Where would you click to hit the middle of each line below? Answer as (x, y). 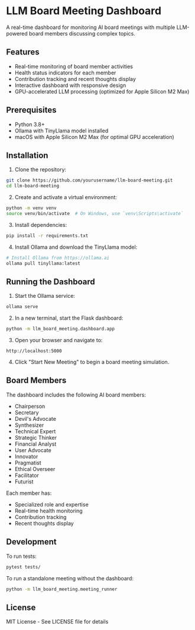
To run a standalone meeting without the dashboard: (70, 578)
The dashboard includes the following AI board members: (76, 395)
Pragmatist (28, 463)
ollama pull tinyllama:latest (43, 263)
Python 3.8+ (30, 124)
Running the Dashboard (51, 282)
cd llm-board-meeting (33, 186)
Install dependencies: (41, 225)
